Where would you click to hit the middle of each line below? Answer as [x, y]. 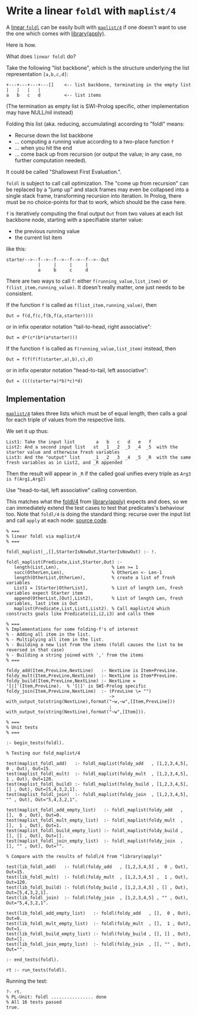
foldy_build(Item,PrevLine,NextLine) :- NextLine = [71, 681]
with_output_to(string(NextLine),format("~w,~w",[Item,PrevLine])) [91, 701]
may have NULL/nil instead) [40, 112]
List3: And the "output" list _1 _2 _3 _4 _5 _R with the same [99, 457]
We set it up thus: [27, 431]
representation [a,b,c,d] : [37, 74]
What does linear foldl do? [41, 56]
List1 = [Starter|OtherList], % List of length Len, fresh [98, 588]
